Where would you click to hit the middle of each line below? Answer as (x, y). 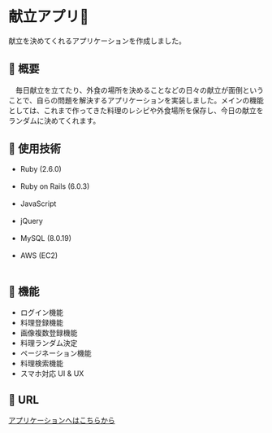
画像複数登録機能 (49, 333)
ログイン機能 (41, 313)
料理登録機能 (41, 323)
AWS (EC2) (39, 255)
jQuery (31, 221)
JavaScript (38, 203)
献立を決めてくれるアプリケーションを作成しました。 (97, 41)
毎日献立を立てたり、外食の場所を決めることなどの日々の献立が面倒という (140, 90)
